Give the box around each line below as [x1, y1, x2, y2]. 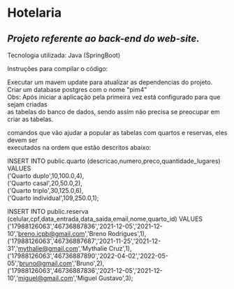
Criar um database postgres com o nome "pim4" [7, 86, 147, 93]
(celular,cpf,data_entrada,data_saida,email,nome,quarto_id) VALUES [7, 214, 203, 223]
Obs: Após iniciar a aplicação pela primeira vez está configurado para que [7, 93, 221, 101]
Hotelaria [7, 5, 61, 21]
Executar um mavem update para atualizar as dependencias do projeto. [7, 78, 213, 86]
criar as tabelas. [7, 115, 54, 123]
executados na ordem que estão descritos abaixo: [7, 143, 152, 151]
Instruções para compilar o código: [7, 65, 108, 72]
